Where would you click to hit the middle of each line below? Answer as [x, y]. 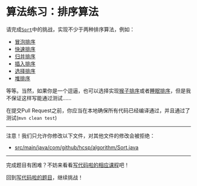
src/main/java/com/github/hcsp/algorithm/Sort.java [77, 147]
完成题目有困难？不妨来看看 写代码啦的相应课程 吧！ [68, 165]
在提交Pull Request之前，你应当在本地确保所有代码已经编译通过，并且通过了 [98, 110]
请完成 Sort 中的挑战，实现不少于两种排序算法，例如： [70, 29]
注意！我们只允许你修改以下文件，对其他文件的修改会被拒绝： [81, 136]
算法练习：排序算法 [52, 12]
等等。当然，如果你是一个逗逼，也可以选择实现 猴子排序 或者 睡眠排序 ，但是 [96, 91]
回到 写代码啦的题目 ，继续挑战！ [45, 177]
